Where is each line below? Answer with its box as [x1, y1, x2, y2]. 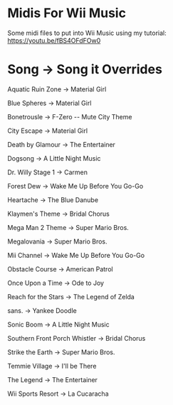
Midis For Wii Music [7, 5, 127, 21]
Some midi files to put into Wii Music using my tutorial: [7, 29, 167, 37]
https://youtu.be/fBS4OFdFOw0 [7, 36, 101, 44]
